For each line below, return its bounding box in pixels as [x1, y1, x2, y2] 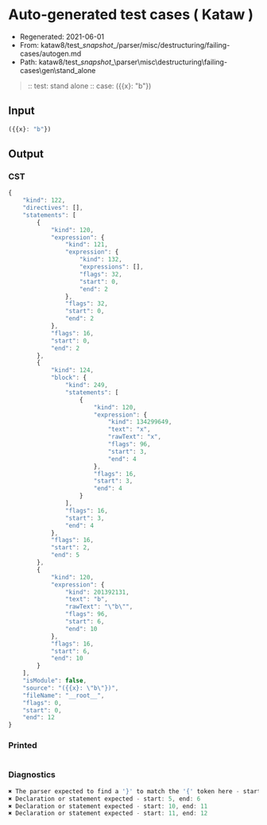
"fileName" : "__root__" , [22, 691, 105, 699]
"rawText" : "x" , [107, 433, 161, 441]
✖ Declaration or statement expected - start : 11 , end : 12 [8, 809, 208, 818]
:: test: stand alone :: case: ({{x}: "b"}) [27, 81, 152, 91]
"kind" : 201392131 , [64, 588, 130, 596]
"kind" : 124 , [50, 366, 94, 374]
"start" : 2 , [50, 544, 91, 552]
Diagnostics [8, 769, 56, 780]
